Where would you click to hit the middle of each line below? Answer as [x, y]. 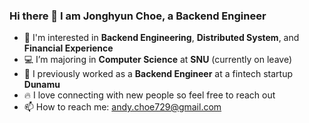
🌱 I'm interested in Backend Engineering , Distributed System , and [161, 38]
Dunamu [42, 85]
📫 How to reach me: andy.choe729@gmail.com [122, 107]
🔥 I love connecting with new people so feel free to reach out [149, 95]
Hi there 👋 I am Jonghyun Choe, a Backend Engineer [138, 16]
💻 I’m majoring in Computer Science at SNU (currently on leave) [158, 60]
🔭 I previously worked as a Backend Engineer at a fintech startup [158, 74]
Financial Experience [68, 48]
